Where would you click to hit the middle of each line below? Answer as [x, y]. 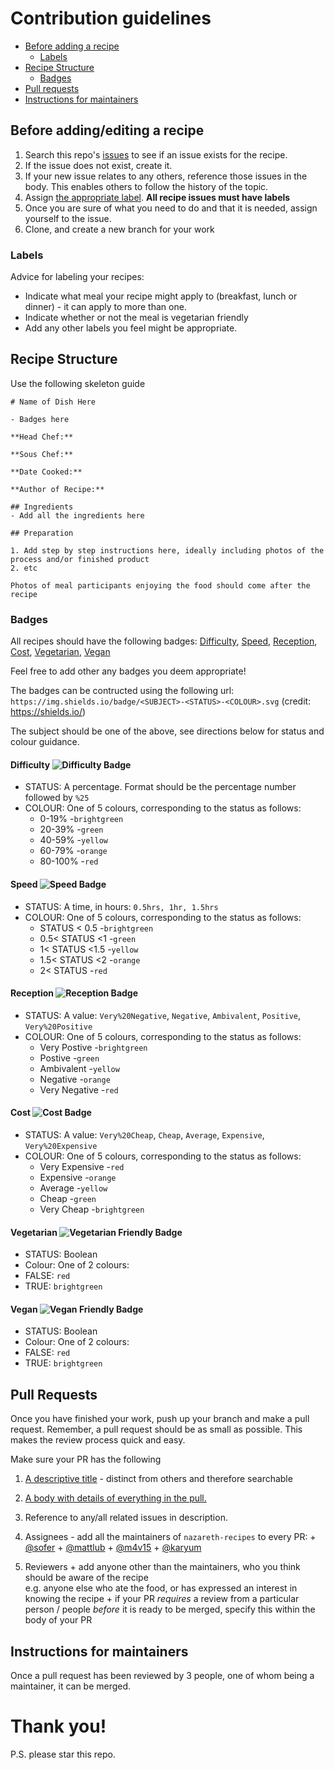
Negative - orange [75, 1079]
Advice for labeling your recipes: [77, 277]
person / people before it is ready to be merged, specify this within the [170, 1609]
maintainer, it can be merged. [71, 1686]
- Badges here [40, 419]
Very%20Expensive [61, 1146]
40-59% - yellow [73, 840]
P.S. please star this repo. [63, 1754]
